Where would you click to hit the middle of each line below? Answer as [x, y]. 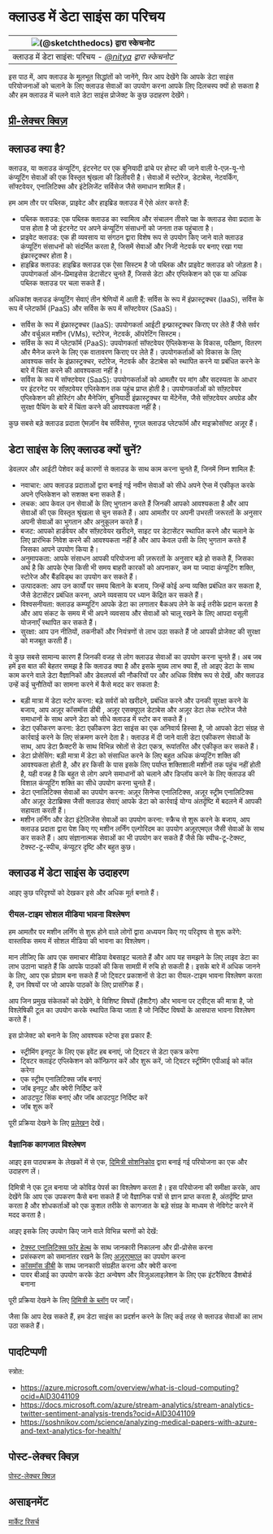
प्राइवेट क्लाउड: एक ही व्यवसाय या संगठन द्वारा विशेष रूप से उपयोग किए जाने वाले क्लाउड [132, 237]
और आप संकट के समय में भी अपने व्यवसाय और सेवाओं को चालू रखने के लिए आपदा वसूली [134, 613]
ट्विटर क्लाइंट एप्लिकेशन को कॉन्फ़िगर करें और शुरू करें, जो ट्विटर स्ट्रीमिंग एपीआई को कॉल [136, 1061]
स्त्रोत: [16, 1371]
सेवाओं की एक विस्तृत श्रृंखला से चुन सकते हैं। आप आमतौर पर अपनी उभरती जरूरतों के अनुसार [141, 512]
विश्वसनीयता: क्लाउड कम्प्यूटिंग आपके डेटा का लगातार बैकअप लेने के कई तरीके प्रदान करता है [139, 604]
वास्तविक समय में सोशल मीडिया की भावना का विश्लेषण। [79, 941]
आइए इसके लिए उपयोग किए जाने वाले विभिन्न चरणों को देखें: [83, 1232]
